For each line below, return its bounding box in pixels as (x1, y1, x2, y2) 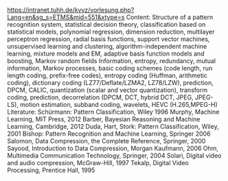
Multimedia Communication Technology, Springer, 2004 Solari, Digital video (7, 152, 222, 160)
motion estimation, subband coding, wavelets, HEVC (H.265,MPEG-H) (19, 101, 218, 108)
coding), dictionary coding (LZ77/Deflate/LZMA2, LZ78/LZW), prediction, (7, 79, 214, 86)
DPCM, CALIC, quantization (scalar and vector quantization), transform (7, 86, 208, 94)
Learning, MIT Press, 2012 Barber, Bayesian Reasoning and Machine (7, 115, 201, 123)
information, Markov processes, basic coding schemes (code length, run (7, 64, 213, 72)
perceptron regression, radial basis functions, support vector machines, (7, 35, 210, 43)
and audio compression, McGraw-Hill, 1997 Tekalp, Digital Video (7, 159, 189, 167)
